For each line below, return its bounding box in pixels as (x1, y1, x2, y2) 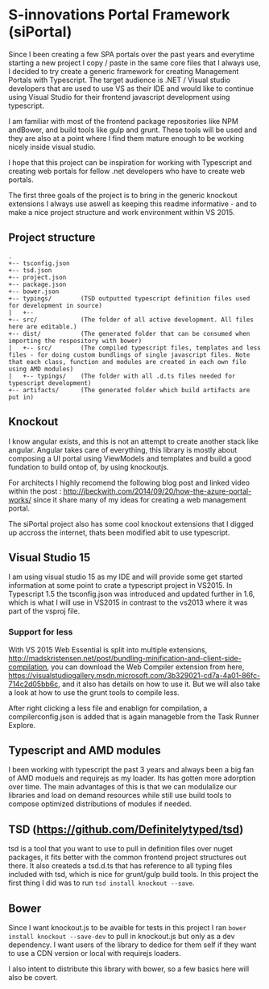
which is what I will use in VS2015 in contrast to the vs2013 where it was (8, 598, 248, 607)
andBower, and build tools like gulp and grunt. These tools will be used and (8, 125, 258, 134)
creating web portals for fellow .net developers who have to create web (8, 166, 246, 176)
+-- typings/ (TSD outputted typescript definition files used (8, 294, 250, 303)
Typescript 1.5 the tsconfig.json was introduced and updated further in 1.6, (8, 590, 255, 599)
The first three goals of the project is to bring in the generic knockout (8, 190, 238, 200)
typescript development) (8, 379, 92, 387)
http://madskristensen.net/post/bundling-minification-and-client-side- (8, 653, 242, 663)
